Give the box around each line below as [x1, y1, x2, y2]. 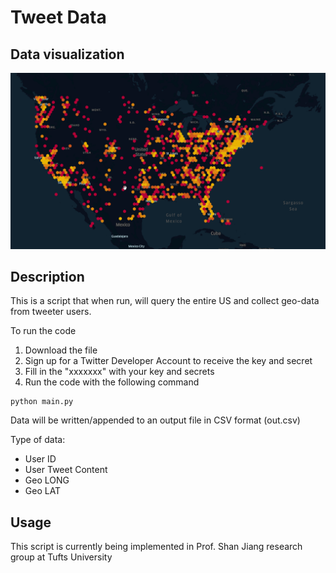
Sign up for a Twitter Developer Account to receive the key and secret [24, 355, 313, 367]
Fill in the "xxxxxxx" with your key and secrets [24, 366, 215, 378]
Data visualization [10, 46, 125, 63]
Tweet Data [10, 6, 107, 29]
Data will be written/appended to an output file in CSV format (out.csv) [10, 414, 301, 426]
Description [10, 268, 85, 285]
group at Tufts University [10, 551, 113, 563]
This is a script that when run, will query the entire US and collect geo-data [10, 295, 320, 307]
